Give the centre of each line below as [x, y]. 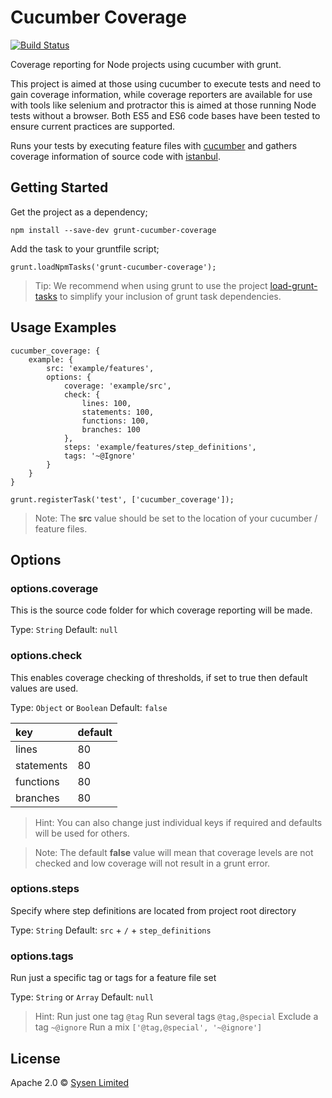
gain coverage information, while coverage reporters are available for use [161, 94]
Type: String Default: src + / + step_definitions [111, 930]
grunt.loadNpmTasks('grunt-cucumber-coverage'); [113, 267]
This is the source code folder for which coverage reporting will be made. [161, 610]
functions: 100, [115, 421]
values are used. [44, 688]
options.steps [45, 889]
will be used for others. [82, 833]
